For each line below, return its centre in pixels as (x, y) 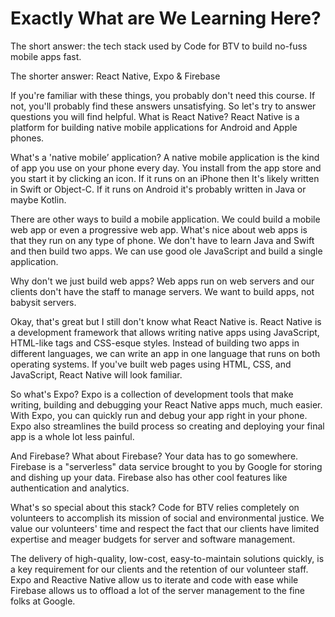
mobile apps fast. (46, 56)
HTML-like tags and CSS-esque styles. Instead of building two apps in (155, 343)
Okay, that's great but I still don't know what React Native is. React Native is (166, 321)
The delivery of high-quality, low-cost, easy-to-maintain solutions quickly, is (167, 558)
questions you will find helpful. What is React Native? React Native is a (155, 116)
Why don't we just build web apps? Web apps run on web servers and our (162, 281)
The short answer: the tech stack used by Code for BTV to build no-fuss (159, 46)
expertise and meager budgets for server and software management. (153, 539)
